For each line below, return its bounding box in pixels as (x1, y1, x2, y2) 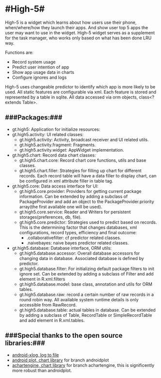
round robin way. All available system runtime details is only (19, 296, 139, 302)
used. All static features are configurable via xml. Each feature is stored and (5, 89, 157, 95)
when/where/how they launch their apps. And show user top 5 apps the (5, 24, 148, 30)
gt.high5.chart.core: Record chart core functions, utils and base (19, 157, 146, 163)
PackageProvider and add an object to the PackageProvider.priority (19, 198, 154, 205)
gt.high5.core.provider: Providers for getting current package (19, 188, 142, 194)
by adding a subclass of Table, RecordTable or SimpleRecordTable (19, 312, 152, 318)
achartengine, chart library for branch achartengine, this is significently (12, 362, 155, 368)
